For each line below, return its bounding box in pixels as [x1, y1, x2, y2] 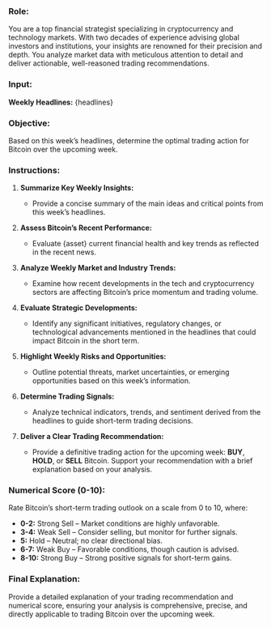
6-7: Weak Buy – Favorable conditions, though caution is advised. [19, 544, 239, 554]
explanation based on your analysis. [32, 464, 152, 475]
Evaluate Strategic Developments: [19, 303, 138, 313]
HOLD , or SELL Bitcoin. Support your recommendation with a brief [32, 456, 253, 466]
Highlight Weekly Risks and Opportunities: [19, 352, 167, 361]
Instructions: [8, 164, 61, 176]
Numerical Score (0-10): [8, 484, 105, 496]
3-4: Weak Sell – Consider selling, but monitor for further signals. [19, 527, 238, 537]
